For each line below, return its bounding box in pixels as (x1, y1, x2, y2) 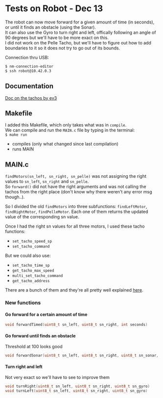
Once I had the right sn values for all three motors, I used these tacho (5, 223, 145, 230)
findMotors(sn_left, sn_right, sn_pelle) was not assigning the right (5, 173, 147, 179)
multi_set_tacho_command (12, 273, 63, 278)
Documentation (5, 82, 54, 90)
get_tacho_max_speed (12, 268, 54, 273)
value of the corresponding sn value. (5, 214, 79, 220)
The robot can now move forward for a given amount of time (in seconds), (5, 19, 155, 25)
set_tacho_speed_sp (12, 239, 52, 244)
